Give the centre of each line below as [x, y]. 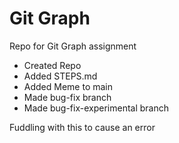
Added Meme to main [68, 86]
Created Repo [52, 65]
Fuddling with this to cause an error [82, 127]
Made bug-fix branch [67, 97]
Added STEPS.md [60, 76]
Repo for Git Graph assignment [73, 46]
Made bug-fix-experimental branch [96, 108]
